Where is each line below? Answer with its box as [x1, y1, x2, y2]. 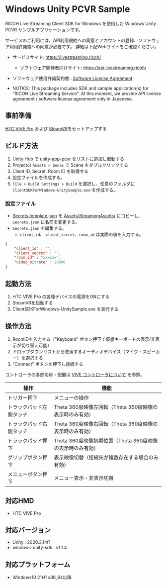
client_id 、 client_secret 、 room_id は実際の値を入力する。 [19, 231, 144, 237]
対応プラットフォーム [5, 560, 71, 569]
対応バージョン [5, 526, 51, 534]
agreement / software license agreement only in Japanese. [12, 96, 133, 101]
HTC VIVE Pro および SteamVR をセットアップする [5, 125, 107, 131]
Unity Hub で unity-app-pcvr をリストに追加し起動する [12, 156, 125, 162]
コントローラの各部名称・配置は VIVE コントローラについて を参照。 [5, 372, 145, 378]
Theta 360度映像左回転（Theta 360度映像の [54, 403, 158, 410]
